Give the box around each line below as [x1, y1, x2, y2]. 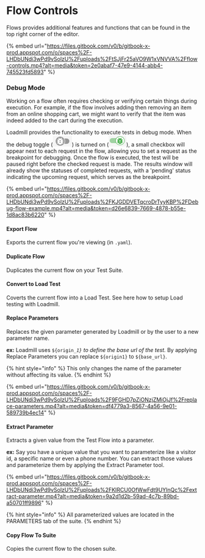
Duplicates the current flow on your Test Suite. [6, 266, 123, 274]
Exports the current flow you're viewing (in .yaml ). [6, 239, 132, 246]
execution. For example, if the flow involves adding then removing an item [6, 104, 192, 111]
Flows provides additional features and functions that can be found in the [6, 24, 190, 31]
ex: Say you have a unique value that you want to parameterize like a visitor [6, 449, 196, 456]
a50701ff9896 [6, 499, 41, 507]
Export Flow [6, 225, 38, 232]
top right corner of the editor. [6, 30, 79, 37]
